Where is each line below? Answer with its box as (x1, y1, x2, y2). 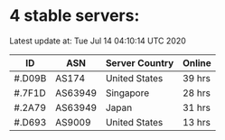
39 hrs (182, 71, 211, 84)
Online (182, 56, 212, 69)
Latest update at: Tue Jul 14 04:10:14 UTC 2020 (9, 35, 187, 46)
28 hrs (182, 87, 211, 99)
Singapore (105, 87, 150, 99)
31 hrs (182, 101, 211, 114)
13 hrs (182, 116, 211, 128)
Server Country (105, 56, 174, 69)
